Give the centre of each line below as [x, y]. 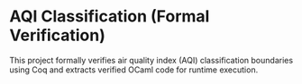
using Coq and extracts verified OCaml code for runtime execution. [134, 70]
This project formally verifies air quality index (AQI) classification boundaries [151, 60]
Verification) [57, 35]
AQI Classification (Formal [110, 17]
